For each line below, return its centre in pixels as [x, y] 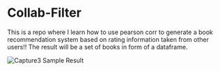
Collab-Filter [45, 13]
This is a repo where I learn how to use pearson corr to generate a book [110, 32]
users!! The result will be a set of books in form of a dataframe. [97, 47]
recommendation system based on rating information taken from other [108, 39]
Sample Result [63, 60]
